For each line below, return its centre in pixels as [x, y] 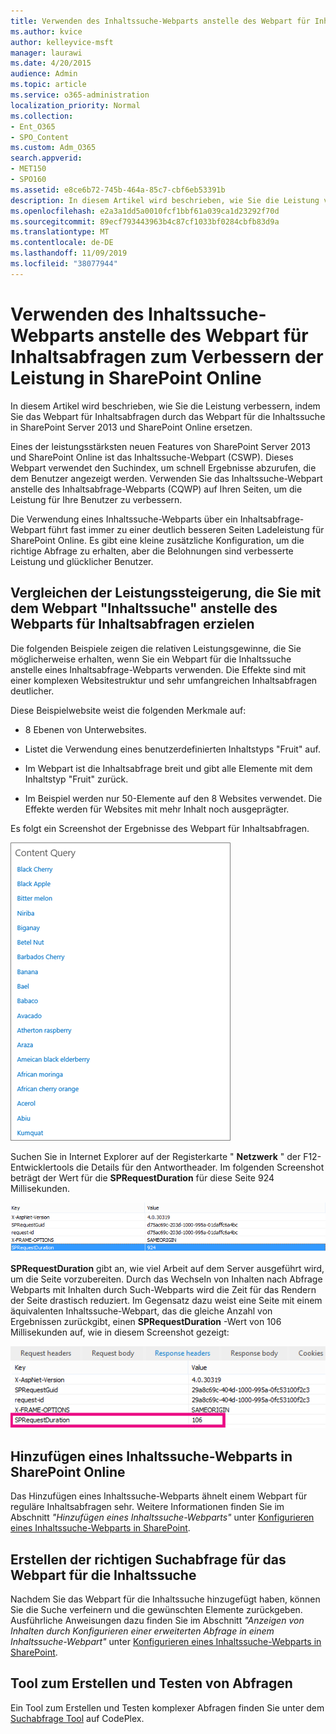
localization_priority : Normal [75, 105]
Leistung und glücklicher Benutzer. [82, 561]
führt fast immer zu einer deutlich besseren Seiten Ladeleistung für [186, 529]
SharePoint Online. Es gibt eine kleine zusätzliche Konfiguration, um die [157, 540]
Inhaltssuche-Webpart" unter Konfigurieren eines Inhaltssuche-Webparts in [166, 1642]
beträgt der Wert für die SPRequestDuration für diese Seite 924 [142, 1177]
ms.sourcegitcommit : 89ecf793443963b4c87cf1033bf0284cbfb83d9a [145, 221]
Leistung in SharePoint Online [136, 377]
